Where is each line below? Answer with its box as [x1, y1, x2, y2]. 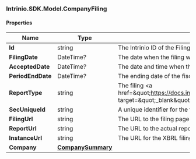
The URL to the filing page [117, 115, 190, 123]
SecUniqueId [9, 105, 45, 114]
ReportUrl [9, 125, 37, 133]
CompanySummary [57, 143, 113, 151]
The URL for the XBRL [117, 134, 178, 142]
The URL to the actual [117, 125, 177, 133]
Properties [6, 19, 33, 26]
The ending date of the [117, 72, 181, 80]
